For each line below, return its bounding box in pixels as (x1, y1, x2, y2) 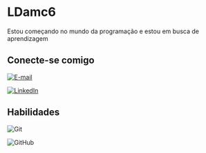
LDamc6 (7, 4, 57, 20)
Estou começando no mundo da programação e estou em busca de (7, 27, 199, 35)
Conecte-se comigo (7, 55, 95, 66)
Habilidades (7, 107, 60, 118)
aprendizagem (7, 34, 48, 42)
